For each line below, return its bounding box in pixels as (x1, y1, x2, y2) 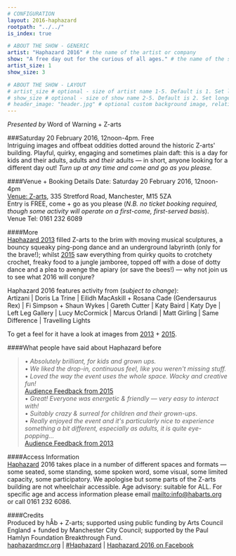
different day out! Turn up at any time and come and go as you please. (7, 164, 213, 172)
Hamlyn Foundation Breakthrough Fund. (7, 534, 123, 542)
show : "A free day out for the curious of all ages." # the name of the (7, 55, 225, 63)
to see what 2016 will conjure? (7, 273, 95, 282)
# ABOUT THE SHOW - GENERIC (7, 43, 90, 50)
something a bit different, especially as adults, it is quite (24, 424, 188, 432)
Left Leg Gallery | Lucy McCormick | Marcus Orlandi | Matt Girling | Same (7, 309, 219, 317)
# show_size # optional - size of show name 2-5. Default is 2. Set (7, 94, 212, 102)
